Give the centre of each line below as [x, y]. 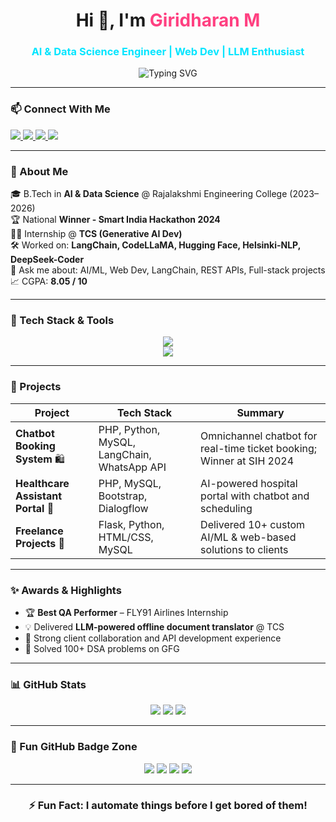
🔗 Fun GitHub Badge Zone [74, 747]
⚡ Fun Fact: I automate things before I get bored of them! [168, 806]
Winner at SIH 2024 [247, 461]
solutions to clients [244, 549]
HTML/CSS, [126, 537]
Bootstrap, [123, 496]
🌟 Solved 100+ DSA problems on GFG [102, 648]
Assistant [39, 496]
